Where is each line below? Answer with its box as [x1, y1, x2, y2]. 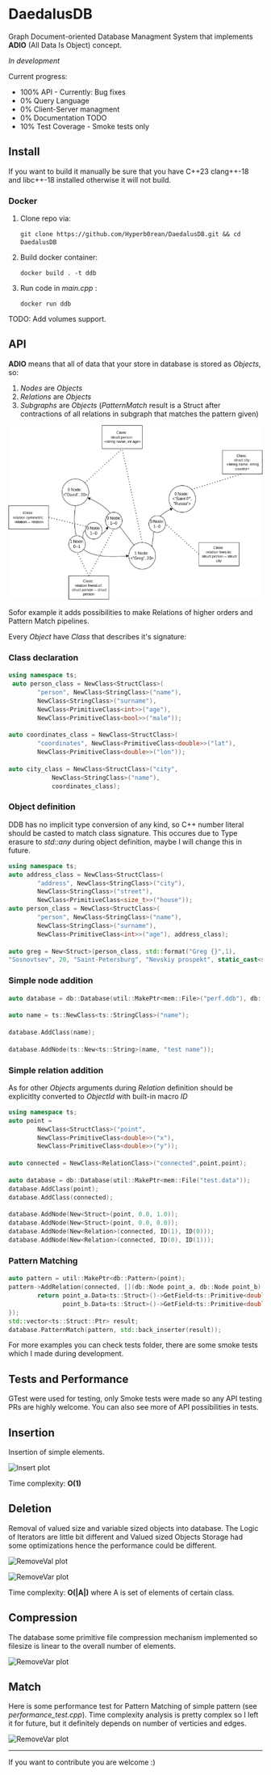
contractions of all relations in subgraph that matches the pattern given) [19, 409, 260, 419]
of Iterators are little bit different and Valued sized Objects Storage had [8, 1532, 244, 1541]
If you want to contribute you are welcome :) [8, 1757, 156, 1767]
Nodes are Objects [19, 383, 83, 393]
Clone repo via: [19, 213, 71, 223]
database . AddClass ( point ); [8, 1185, 99, 1193]
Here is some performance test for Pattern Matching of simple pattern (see [8, 1701, 257, 1711]
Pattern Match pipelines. [8, 616, 90, 626]
